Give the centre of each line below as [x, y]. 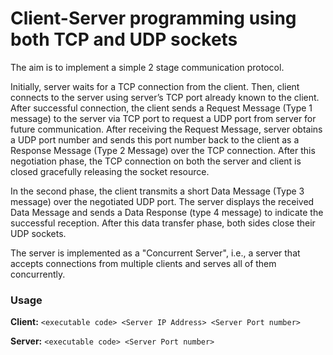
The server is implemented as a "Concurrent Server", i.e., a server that [155, 253]
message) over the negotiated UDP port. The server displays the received [162, 201]
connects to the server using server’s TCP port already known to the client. [165, 97]
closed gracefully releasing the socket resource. [110, 171]
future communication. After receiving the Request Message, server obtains [166, 129]
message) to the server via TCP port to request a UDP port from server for [163, 118]
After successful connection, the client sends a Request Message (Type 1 [161, 108]
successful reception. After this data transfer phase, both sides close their [163, 223]
